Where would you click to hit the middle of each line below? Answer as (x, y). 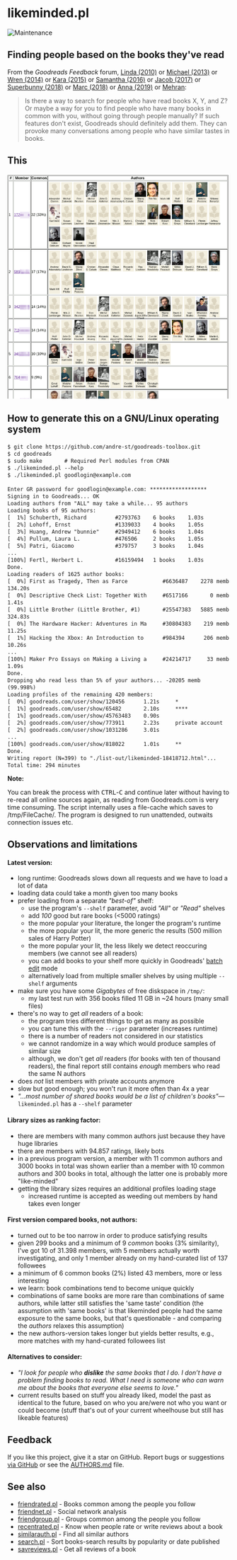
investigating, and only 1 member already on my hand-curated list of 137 (123, 1258)
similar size (45, 1051)
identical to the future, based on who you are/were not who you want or (122, 1403)
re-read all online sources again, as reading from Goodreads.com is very (113, 799)
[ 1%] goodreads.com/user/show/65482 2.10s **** (98, 709)
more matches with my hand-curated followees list (92, 1341)
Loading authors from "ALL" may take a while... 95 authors (98, 503)
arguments (62, 983)
